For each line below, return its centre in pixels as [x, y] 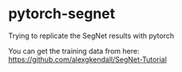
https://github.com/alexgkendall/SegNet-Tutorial [88, 59]
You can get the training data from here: [74, 51]
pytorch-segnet [62, 14]
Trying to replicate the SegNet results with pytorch [91, 36]
